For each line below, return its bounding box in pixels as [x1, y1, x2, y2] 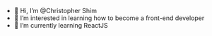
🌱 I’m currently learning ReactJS [13, 21, 108, 29]
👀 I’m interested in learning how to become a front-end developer [13, 14, 205, 22]
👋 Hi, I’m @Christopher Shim [13, 7, 98, 15]
